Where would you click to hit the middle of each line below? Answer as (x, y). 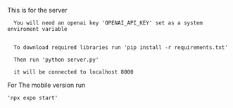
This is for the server (38, 10)
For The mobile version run (46, 85)
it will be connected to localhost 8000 (74, 72)
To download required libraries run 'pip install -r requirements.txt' (121, 48)
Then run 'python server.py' (56, 60)
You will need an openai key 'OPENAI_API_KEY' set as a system (108, 23)
